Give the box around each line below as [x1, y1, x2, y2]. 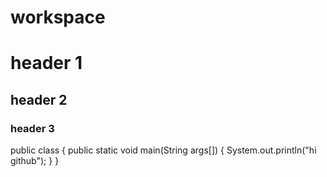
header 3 [10, 121, 55, 135]
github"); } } [10, 155, 60, 167]
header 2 [10, 91, 68, 108]
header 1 [10, 52, 83, 75]
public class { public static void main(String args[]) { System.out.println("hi [10, 144, 317, 156]
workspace [10, 6, 106, 29]
